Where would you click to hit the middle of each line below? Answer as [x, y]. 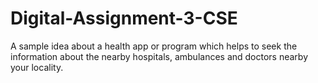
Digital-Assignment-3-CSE [124, 18]
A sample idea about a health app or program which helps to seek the [154, 46]
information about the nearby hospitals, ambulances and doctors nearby [159, 56]
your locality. [37, 67]
